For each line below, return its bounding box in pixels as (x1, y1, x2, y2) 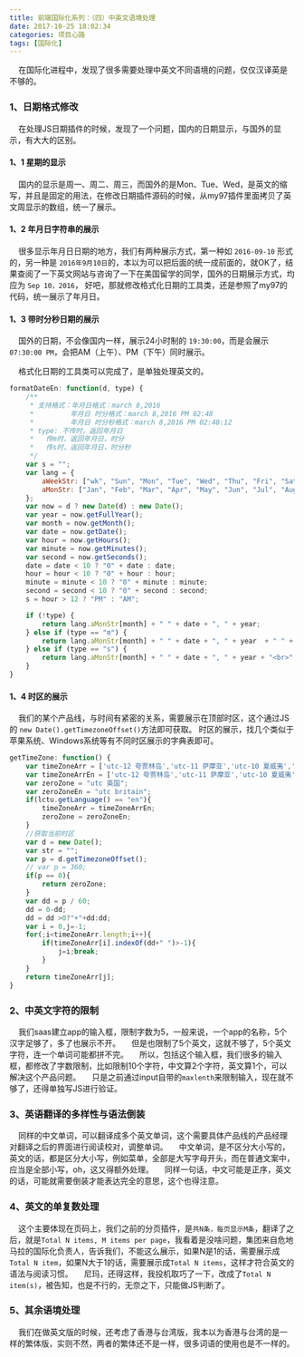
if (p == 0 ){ (25, 871, 71, 880)
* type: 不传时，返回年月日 (29, 426, 124, 435)
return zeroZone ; (42, 880, 107, 889)
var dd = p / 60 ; (25, 897, 91, 906)
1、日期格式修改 (9, 101, 79, 113)
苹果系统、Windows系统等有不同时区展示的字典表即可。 (9, 735, 219, 746)
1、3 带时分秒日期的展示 (9, 314, 100, 325)
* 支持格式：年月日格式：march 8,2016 (29, 401, 161, 410)
